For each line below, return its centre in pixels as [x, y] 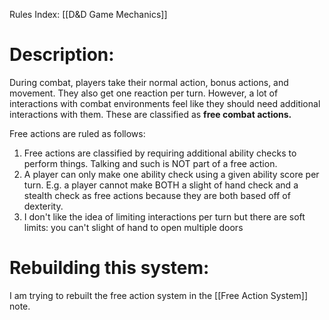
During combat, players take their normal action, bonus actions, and [149, 82]
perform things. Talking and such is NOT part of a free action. [150, 163]
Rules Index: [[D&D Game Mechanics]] [88, 14]
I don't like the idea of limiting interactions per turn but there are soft [164, 216]
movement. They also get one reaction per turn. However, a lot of [144, 93]
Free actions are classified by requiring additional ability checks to [160, 153]
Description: [62, 55]
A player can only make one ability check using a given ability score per [171, 174]
